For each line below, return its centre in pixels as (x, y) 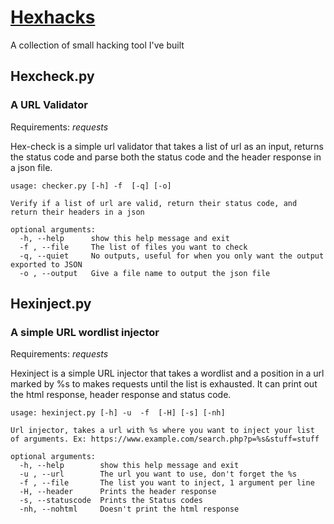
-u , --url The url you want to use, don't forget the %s (158, 474)
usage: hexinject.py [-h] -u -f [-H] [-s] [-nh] (118, 413)
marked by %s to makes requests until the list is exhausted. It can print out (164, 384)
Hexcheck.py (52, 76)
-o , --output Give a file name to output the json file (145, 273)
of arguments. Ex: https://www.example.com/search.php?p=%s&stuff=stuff (165, 439)
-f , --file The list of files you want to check (133, 247)
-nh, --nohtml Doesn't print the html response (129, 509)
